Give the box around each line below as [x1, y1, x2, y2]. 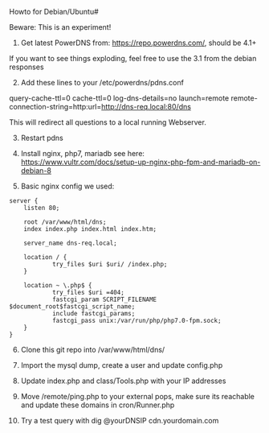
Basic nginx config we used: [20, 181, 115, 191]
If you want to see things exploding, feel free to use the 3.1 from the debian [9, 54, 257, 63]
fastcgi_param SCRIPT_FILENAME [51, 295, 157, 303]
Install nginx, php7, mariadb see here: [20, 149, 145, 158]
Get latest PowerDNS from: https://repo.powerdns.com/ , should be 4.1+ [20, 38, 257, 47]
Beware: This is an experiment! [9, 23, 112, 31]
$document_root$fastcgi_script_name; [9, 303, 136, 311]
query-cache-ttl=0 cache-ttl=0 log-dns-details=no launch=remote [9, 93, 230, 103]
